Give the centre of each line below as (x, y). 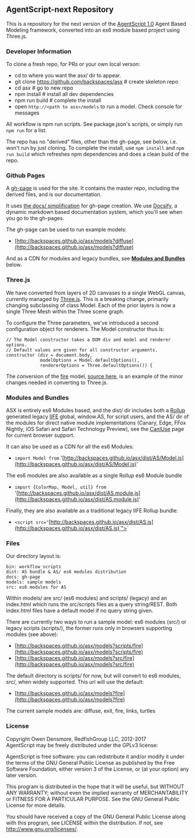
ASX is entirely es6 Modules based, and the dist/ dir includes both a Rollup (96, 410)
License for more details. (36, 805)
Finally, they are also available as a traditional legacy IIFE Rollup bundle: (92, 511)
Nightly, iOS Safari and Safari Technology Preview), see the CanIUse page (95, 429)
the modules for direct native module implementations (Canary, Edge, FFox (96, 423)
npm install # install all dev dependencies (64, 94)
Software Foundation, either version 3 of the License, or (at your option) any (97, 769)
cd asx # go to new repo (44, 88)
